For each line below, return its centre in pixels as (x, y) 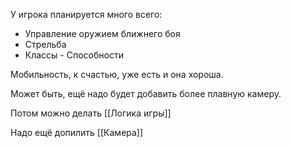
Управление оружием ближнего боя (102, 33)
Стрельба (45, 44)
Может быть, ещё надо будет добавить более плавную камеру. (146, 93)
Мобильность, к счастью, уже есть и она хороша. (117, 74)
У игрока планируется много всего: (86, 14)
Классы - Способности (74, 55)
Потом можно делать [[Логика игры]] (91, 113)
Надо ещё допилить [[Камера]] (77, 132)
